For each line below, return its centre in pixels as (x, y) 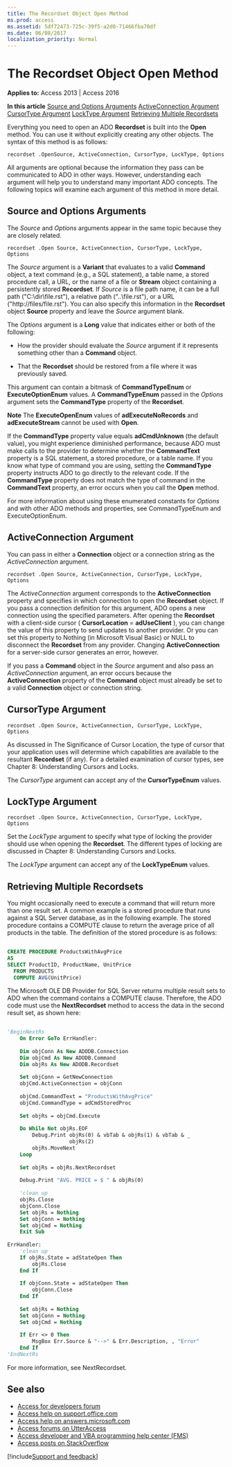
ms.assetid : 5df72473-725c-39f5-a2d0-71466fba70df (82, 26)
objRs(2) (82, 1142)
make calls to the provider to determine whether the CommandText (104, 451)
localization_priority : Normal (52, 40)
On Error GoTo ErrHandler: (59, 1039)
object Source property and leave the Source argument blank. (96, 311)
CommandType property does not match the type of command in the (106, 480)
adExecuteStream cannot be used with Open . (73, 422)
